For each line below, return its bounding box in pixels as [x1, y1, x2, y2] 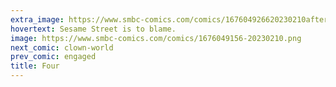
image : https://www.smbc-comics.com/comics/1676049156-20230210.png [10, 33, 302, 43]
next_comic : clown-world [10, 42, 114, 53]
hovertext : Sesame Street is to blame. [10, 24, 177, 34]
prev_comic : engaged [10, 52, 97, 62]
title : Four [10, 61, 60, 71]
